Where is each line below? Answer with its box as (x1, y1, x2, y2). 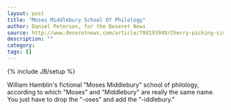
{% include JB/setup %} (7, 67, 76, 76)
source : (7, 29, 30, 36)
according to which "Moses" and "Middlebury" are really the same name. (7, 87, 214, 96)
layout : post (7, 10, 45, 17)
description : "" (7, 36, 54, 43)
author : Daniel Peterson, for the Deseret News (7, 23, 146, 30)
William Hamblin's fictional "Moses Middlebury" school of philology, (7, 80, 199, 89)
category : (7, 42, 36, 49)
